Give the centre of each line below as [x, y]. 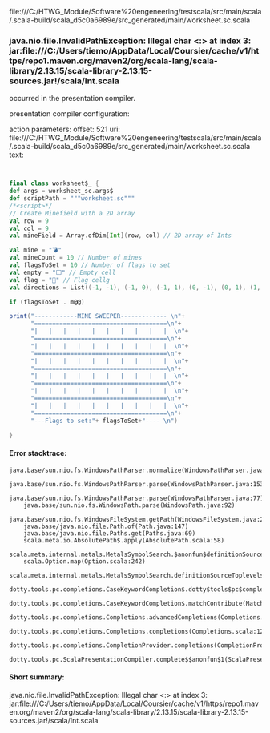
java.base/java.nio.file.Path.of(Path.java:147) [106, 526]
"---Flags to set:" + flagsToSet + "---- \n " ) [104, 421]
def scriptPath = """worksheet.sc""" [72, 199]
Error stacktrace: [38, 453]
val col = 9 [29, 228]
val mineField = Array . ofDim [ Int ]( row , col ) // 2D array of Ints [120, 236]
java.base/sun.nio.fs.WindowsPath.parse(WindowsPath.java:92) [129, 505]
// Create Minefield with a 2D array [72, 213]
